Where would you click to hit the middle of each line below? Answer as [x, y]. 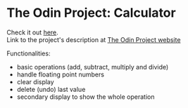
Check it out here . [33, 32]
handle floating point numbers [61, 74]
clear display [35, 81]
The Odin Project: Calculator [92, 13]
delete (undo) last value [51, 89]
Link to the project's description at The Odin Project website [94, 39]
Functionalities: [29, 53]
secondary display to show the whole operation [86, 97]
